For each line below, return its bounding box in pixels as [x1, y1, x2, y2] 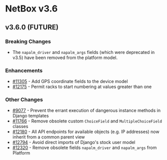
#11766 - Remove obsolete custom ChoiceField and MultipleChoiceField [12, 118, 162, 124]
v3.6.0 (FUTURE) [5, 23, 59, 31]
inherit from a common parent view [12, 134, 85, 140]
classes [12, 123, 28, 129]
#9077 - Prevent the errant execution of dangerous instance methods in [12, 107, 161, 113]
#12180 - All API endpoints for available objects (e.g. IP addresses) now [12, 128, 159, 135]
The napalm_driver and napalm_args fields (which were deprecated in [12, 49, 155, 55]
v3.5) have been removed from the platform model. [12, 54, 118, 60]
